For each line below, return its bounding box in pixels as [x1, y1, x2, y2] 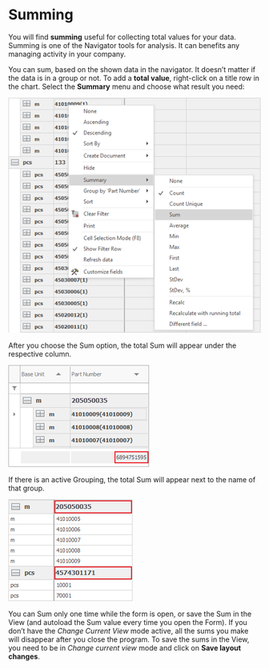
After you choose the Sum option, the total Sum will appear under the [8, 341, 237, 350]
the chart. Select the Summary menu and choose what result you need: [8, 82, 245, 91]
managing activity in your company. [8, 49, 126, 58]
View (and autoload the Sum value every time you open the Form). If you [8, 617, 248, 627]
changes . [8, 651, 40, 661]
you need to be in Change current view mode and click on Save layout [8, 643, 242, 652]
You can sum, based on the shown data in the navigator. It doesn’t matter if [8, 64, 256, 74]
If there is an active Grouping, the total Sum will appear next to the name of [8, 474, 256, 484]
